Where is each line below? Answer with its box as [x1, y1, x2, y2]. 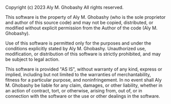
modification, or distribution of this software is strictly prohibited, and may [5, 51, 161, 57]
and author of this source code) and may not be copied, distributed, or [5, 20, 154, 25]
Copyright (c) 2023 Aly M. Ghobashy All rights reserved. [5, 5, 124, 10]
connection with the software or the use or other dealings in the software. [5, 93, 160, 99]
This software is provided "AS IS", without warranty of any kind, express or [5, 66, 162, 72]
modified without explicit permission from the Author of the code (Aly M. [5, 25, 158, 31]
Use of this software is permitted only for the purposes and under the [5, 40, 152, 46]
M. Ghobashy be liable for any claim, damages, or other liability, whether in [5, 82, 163, 88]
